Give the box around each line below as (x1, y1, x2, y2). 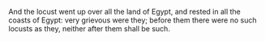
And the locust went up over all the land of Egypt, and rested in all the (8, 7, 241, 16)
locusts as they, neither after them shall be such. (8, 24, 170, 33)
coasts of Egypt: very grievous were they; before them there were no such (8, 15, 257, 25)
